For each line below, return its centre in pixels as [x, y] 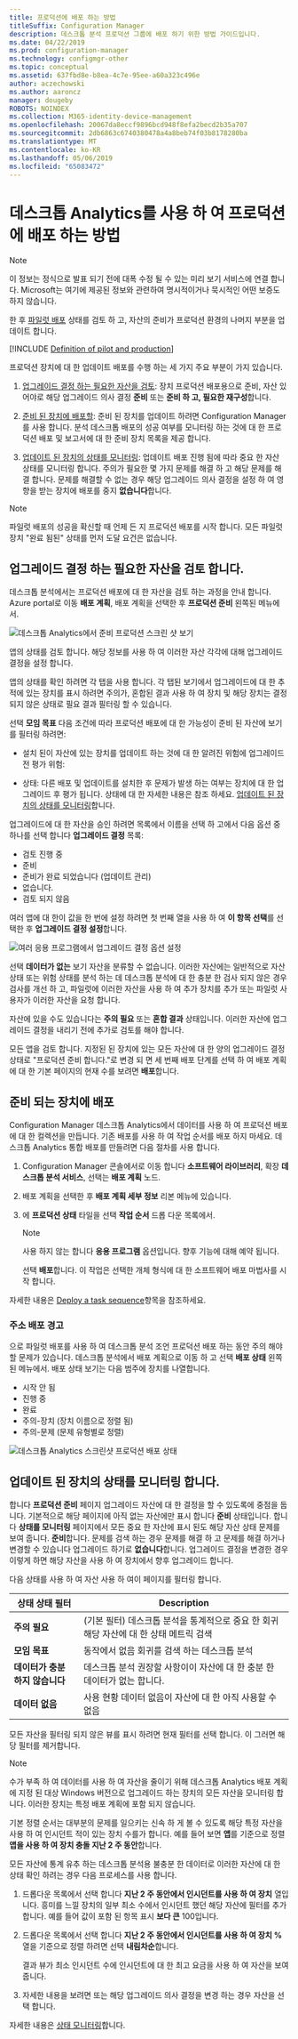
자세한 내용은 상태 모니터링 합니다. [67, 2026]
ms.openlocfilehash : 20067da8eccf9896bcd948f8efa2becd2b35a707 [129, 125]
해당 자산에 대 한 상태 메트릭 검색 [148, 1634]
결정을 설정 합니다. [41, 663]
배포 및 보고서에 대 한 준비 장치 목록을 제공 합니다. [125, 439]
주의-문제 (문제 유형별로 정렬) [73, 1432]
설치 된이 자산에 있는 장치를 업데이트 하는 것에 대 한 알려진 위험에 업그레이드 [153, 754]
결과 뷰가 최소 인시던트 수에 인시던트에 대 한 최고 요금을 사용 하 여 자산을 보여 [155, 1965]
